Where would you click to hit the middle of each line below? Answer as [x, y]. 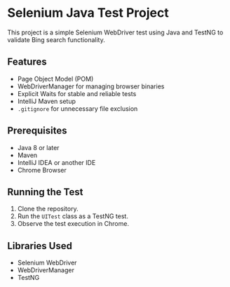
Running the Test [45, 192]
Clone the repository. [48, 209]
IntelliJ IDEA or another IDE [56, 162]
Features [27, 62]
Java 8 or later [38, 147]
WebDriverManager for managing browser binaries [91, 86]
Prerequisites [37, 131]
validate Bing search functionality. [56, 39]
